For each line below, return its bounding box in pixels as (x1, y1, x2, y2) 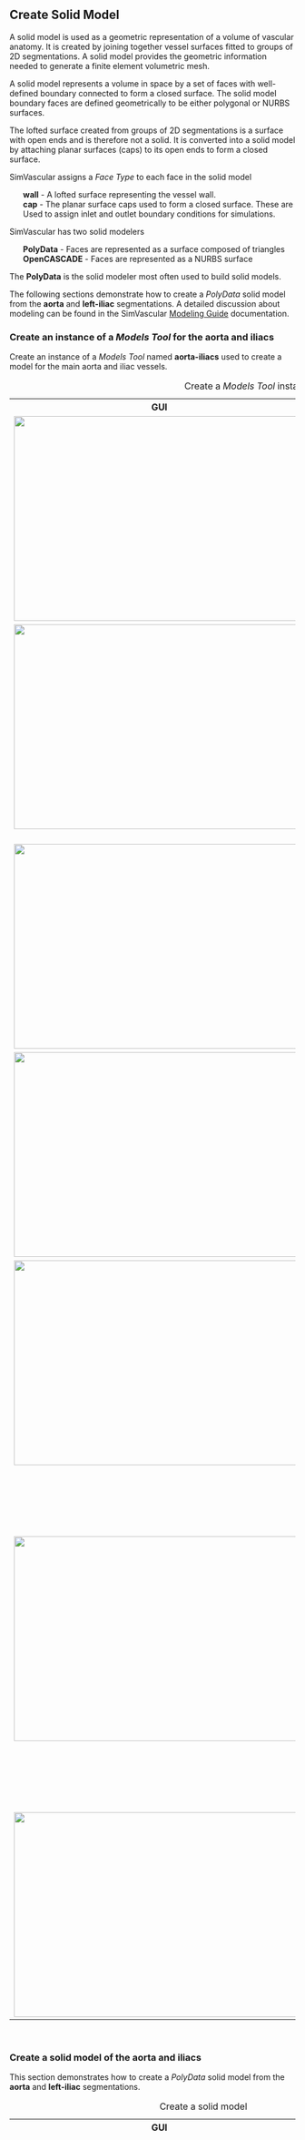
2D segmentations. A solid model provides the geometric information (9, 50, 268, 62)
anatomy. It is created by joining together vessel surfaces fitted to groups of (9, 41, 293, 52)
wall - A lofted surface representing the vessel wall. (22, 188, 216, 199)
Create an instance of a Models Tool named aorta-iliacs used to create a (9, 351, 282, 362)
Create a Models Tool (184, 380, 275, 392)
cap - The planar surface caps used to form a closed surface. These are (22, 198, 293, 209)
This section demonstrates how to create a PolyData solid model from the (9, 2072, 285, 2083)
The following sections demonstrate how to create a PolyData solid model (9, 289, 286, 299)
